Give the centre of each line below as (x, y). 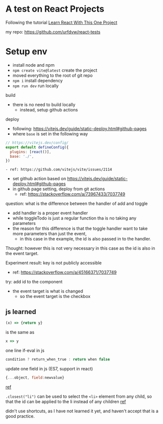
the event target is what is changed (48, 291)
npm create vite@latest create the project (55, 70)
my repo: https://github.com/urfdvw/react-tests (53, 32)
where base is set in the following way (50, 134)
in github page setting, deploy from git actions (59, 189)
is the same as (20, 332)
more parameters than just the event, (49, 234)
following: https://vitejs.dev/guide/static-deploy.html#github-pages (80, 129)
